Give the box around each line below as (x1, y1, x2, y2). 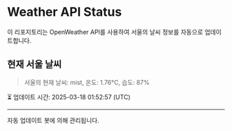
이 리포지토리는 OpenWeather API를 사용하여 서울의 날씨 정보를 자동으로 (7, 28, 204, 36)
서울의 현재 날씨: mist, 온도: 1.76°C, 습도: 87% (23, 78, 150, 86)
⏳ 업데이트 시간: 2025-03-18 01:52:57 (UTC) (7, 92, 131, 101)
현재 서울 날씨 (7, 59, 62, 70)
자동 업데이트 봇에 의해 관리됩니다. (7, 116, 99, 124)
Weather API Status (7, 4, 122, 20)
